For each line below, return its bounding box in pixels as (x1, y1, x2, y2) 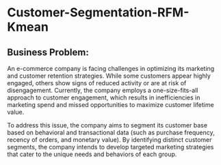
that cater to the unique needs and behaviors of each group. (7, 150, 177, 158)
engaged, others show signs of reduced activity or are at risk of (7, 79, 187, 87)
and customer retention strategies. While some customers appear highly (7, 72, 211, 80)
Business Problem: (7, 46, 89, 58)
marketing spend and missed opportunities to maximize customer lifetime (7, 101, 214, 108)
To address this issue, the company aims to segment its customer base (7, 121, 207, 129)
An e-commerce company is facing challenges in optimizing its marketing (7, 65, 215, 72)
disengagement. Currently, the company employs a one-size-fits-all (7, 87, 198, 94)
